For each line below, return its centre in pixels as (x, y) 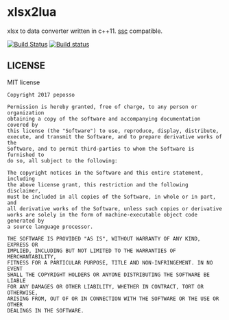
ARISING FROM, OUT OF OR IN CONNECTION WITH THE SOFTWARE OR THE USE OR (113, 299)
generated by (26, 221)
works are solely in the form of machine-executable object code (102, 214)
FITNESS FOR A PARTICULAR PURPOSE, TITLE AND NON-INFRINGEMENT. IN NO (110, 262)
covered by (23, 125)
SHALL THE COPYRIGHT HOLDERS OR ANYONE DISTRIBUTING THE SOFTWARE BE (109, 275)
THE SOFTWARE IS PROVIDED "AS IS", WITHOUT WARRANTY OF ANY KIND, (104, 238)
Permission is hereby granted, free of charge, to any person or (102, 107)
